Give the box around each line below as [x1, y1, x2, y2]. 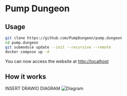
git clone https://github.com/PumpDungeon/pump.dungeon [5, 35, 122, 40]
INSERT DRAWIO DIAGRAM [5, 86, 61, 92]
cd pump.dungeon [5, 40, 38, 45]
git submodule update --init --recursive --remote [5, 45, 111, 50]
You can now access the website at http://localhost [5, 58, 109, 64]
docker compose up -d [5, 49, 50, 54]
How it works [5, 72, 46, 81]
